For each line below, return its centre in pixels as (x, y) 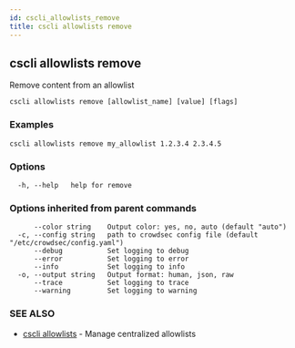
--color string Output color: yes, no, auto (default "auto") (160, 227)
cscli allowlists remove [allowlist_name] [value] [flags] (124, 102)
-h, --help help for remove (75, 185)
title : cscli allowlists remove (71, 26)
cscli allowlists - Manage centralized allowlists (109, 333)
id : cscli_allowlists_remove (65, 18)
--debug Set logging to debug (111, 251)
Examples (32, 125)
